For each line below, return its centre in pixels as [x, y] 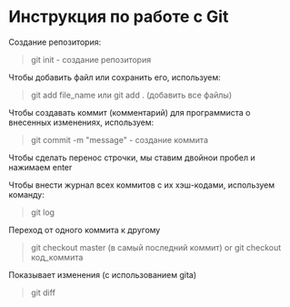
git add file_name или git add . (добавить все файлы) [131, 95]
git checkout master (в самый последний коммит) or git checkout [156, 247]
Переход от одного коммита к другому [85, 230]
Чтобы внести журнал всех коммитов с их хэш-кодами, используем [141, 185]
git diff [43, 292]
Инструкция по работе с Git [119, 17]
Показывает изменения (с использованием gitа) [103, 274]
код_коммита [57, 257]
